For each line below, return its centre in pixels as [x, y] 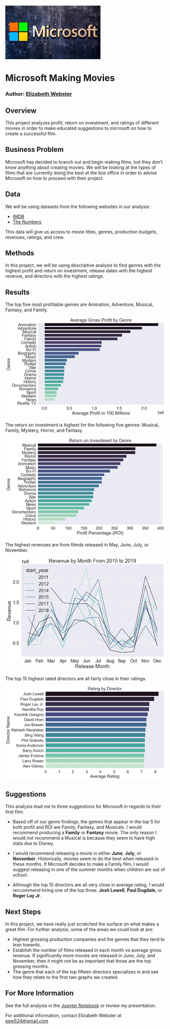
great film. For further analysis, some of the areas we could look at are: [79, 930]
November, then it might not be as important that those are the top [82, 961]
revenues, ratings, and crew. [35, 237]
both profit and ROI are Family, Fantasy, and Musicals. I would [77, 827]
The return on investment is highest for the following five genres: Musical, [82, 425]
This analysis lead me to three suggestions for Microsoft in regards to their [83, 807]
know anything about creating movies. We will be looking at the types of [81, 167]
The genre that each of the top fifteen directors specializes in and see [86, 972]
